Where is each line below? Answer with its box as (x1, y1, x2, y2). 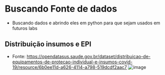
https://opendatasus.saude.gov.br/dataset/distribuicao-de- (26, 53, 151, 59)
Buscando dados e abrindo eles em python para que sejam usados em (12, 20, 161, 26)
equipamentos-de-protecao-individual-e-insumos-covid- (12, 59, 133, 65)
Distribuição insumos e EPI (5, 40, 92, 49)
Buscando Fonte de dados (5, 3, 118, 15)
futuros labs (12, 25, 38, 31)
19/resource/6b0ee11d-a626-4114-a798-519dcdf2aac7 (12, 64, 127, 70)
